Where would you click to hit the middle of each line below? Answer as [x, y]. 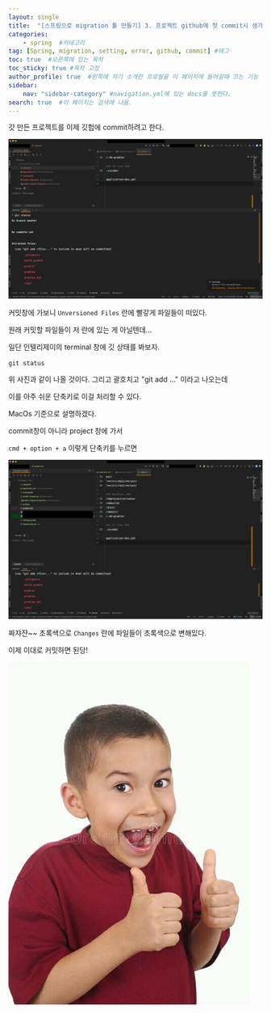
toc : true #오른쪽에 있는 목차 [56, 60]
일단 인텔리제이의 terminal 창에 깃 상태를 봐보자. [84, 347]
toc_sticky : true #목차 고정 [54, 69]
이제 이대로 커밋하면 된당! [48, 650]
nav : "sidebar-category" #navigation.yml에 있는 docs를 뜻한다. [127, 94]
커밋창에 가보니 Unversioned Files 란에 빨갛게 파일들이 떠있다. [108, 312]
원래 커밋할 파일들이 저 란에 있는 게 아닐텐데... [80, 329]
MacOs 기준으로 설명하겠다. [52, 413]
